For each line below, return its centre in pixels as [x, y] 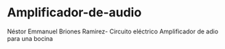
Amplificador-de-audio [74, 13]
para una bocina [30, 38]
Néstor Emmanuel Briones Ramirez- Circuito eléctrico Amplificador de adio [113, 31]
